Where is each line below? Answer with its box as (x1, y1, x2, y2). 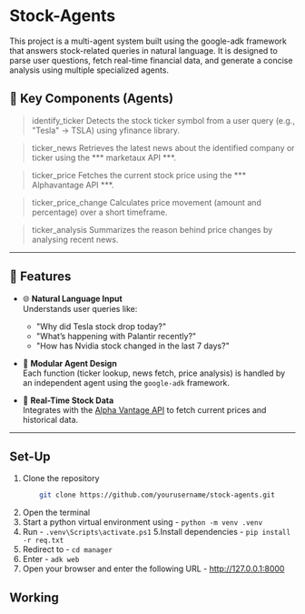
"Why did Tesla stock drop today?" (35, 320, 166, 332)
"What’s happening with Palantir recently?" (35, 330, 197, 341)
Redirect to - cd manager (22, 544, 113, 555)
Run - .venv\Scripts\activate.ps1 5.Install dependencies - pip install (22, 527, 291, 538)
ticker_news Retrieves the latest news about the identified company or (31, 142, 295, 153)
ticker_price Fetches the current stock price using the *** (31, 169, 247, 180)
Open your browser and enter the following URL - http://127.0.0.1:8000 (22, 563, 285, 574)
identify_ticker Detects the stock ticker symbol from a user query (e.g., (31, 115, 295, 126)
